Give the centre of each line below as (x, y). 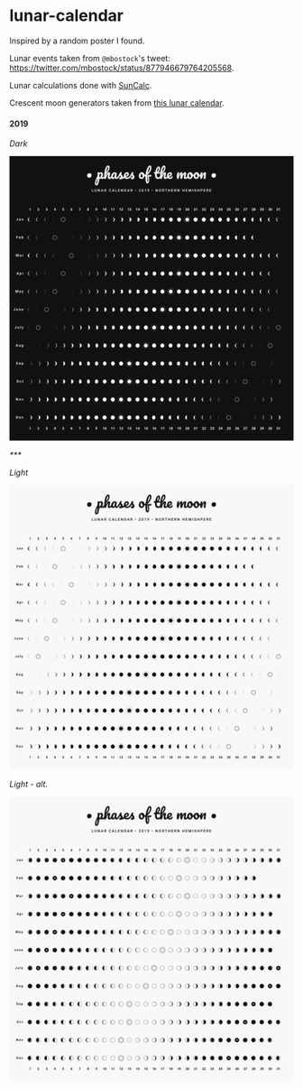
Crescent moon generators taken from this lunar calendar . (117, 102)
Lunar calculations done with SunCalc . (81, 85)
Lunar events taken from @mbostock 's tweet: (90, 58)
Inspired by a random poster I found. (77, 41)
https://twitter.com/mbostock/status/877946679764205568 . (122, 68)
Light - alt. (28, 784)
